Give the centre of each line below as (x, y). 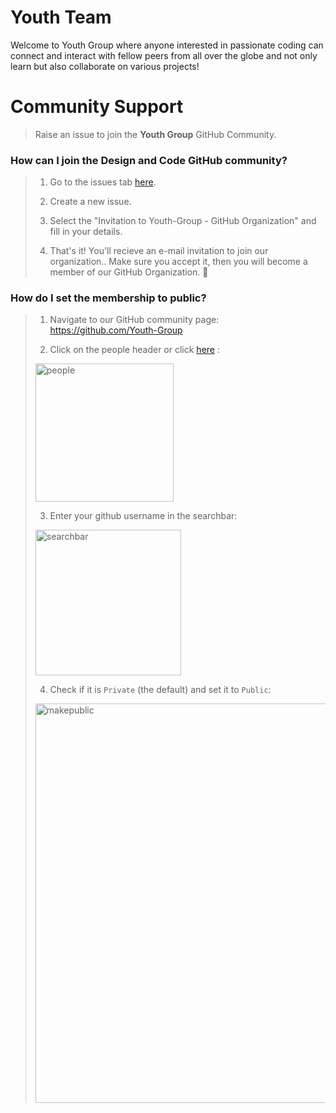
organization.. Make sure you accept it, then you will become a (178, 262)
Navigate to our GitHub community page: (134, 320)
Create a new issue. (90, 202)
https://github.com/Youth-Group (116, 330)
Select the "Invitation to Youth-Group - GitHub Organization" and (183, 221)
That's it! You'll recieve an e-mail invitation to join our (159, 251)
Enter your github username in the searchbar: (143, 516)
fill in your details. (86, 232)
